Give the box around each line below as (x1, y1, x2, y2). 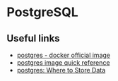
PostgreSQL (6, 4, 78, 20)
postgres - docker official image (16, 51, 111, 59)
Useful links (6, 32, 61, 44)
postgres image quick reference (16, 58, 110, 67)
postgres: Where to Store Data (16, 66, 106, 74)
